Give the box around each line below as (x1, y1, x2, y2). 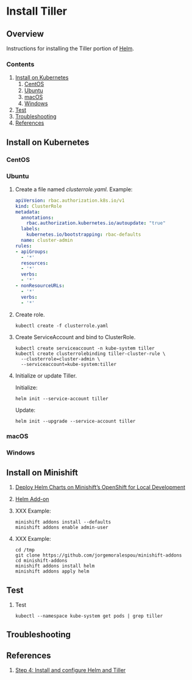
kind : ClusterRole (15, 203, 62, 209)
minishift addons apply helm (15, 568, 90, 575)
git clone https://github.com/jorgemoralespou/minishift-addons (15, 552, 182, 558)
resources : (21, 260, 49, 266)
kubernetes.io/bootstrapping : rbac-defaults (26, 232, 141, 238)
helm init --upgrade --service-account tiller (15, 418, 136, 424)
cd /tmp (15, 547, 35, 554)
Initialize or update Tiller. (15, 371, 77, 379)
